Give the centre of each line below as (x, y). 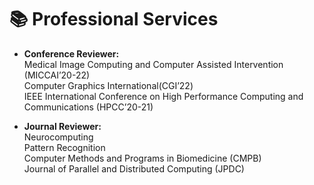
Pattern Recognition (64, 147)
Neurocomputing (58, 137)
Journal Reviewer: (62, 126)
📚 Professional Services (114, 19)
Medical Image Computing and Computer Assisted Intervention (153, 64)
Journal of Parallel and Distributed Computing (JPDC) (134, 168)
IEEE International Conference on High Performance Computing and (163, 96)
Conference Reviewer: (71, 53)
